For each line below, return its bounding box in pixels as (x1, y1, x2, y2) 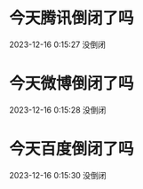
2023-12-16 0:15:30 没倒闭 (9, 169, 107, 180)
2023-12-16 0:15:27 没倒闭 (9, 39, 107, 50)
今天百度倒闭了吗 (9, 139, 135, 160)
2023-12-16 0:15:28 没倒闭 (9, 104, 107, 115)
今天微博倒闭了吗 (9, 74, 135, 94)
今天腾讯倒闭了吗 (9, 8, 135, 28)
